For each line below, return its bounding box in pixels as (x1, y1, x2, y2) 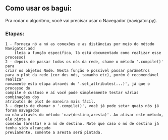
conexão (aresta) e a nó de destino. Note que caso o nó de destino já (5, 121, 159, 126)
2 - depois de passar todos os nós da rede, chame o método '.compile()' (5, 59, 164, 65)
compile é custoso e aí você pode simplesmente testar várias (5, 90, 139, 96)
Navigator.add (5, 46, 35, 51)
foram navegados (5, 108, 39, 113)
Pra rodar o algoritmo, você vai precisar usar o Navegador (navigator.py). (5, 17, 157, 23)
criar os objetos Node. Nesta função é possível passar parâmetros (5, 68, 150, 73)
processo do (5, 86, 30, 91)
